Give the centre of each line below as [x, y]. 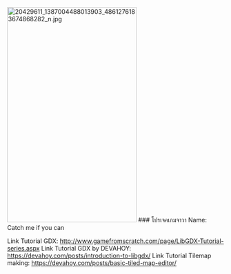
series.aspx [23, 248]
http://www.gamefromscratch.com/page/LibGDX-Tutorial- [142, 241]
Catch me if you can [36, 228]
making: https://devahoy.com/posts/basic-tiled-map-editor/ [92, 263]
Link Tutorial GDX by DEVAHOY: [86, 248]
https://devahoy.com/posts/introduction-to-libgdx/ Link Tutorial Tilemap [109, 255]
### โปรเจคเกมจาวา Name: [172, 220]
